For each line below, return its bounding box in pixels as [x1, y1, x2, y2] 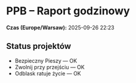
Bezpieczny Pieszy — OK [14, 57, 78, 64]
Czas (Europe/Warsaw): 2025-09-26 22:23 [6, 24, 115, 31]
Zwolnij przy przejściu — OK [14, 63, 85, 70]
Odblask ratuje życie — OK [14, 70, 82, 77]
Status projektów [6, 41, 72, 51]
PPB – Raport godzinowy [6, 4, 130, 18]
